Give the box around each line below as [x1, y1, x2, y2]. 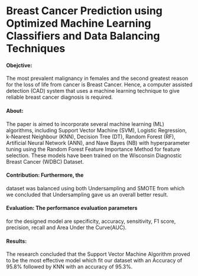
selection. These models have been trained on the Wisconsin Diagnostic [6, 152, 182, 159]
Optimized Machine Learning [6, 17, 152, 30]
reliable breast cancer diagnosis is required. [6, 93, 113, 101]
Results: [6, 238, 27, 245]
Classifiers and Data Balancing [6, 30, 160, 43]
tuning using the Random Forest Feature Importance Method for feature [6, 145, 180, 152]
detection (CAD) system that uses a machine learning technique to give [6, 87, 180, 95]
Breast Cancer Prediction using [6, 4, 163, 18]
